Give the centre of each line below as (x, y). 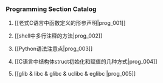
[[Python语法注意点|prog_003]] (54, 49)
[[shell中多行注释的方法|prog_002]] (58, 36)
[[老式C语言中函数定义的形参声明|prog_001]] (70, 23)
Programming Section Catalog (51, 9)
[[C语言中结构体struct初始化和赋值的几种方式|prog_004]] (86, 62)
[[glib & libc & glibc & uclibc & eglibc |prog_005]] (75, 74)
